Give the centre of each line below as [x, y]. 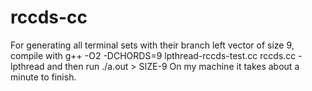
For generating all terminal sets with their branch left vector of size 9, [152, 45]
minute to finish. [43, 77]
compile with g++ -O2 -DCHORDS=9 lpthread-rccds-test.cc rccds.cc [153, 55]
